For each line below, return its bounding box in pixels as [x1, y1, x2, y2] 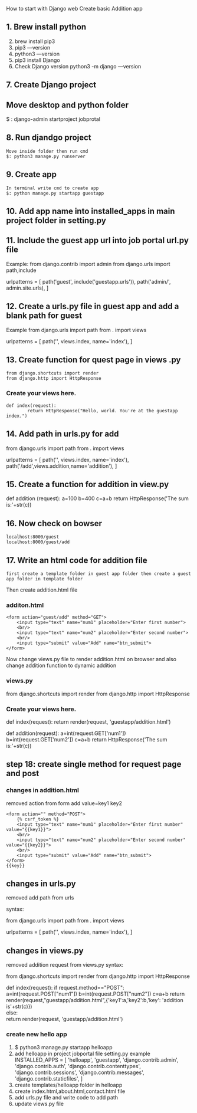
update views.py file [14, 1100, 64, 1107]
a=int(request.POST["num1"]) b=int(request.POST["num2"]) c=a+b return [6, 990, 185, 997]
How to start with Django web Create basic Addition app [6, 5, 143, 12]
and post [6, 769, 40, 779]
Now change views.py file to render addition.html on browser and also [6, 656, 177, 663]
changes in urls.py [6, 878, 76, 888]
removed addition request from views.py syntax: [6, 961, 124, 968]
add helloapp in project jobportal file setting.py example [14, 1050, 150, 1057]
